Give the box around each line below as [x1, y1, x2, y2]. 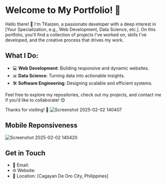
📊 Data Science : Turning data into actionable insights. [12, 72, 125, 78]
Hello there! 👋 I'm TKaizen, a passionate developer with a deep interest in [5, 21, 156, 27]
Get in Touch [5, 148, 46, 157]
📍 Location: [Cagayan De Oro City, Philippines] [12, 173, 108, 179]
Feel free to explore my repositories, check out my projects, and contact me [5, 91, 161, 97]
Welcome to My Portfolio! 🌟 [5, 4, 121, 16]
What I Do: [5, 51, 38, 60]
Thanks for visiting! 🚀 [5, 106, 49, 112]
